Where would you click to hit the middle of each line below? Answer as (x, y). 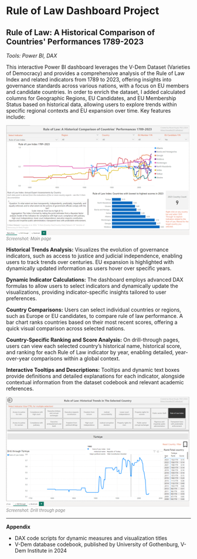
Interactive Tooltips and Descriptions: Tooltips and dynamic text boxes (93, 370)
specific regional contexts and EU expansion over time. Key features (89, 111)
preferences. (21, 298)
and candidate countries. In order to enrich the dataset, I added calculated (96, 92)
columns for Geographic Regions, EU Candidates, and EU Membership (91, 98)
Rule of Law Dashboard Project (83, 11)
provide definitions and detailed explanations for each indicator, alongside (95, 376)
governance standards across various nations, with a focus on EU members (98, 86)
